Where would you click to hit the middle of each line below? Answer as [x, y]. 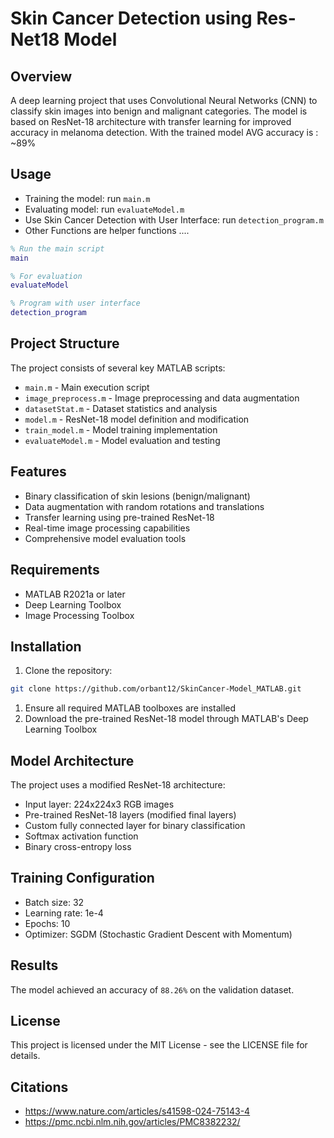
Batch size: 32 [54, 902]
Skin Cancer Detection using [131, 18]
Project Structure [65, 343]
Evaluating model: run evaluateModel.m [104, 209]
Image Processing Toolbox [79, 615]
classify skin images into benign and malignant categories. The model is [159, 111]
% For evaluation [46, 276]
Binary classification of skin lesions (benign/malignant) [137, 496]
